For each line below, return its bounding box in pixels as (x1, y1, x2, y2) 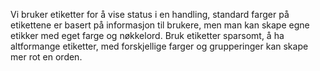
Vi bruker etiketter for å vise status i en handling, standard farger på (10, 9, 290, 20)
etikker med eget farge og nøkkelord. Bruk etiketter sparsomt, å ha (10, 30, 285, 41)
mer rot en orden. (10, 51, 83, 63)
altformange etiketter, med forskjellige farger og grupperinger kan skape (10, 40, 309, 52)
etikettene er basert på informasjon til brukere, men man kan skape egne (10, 19, 310, 31)
